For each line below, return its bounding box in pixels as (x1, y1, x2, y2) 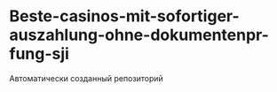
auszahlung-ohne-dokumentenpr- (9, 25, 269, 45)
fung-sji (9, 44, 69, 64)
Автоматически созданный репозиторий (9, 73, 164, 83)
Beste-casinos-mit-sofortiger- (9, 6, 240, 27)
